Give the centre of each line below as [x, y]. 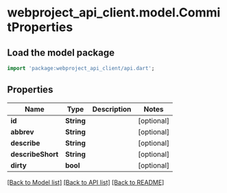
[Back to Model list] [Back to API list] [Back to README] [86, 182]
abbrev [22, 132]
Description [112, 109]
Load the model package [61, 53]
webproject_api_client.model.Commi [114, 13]
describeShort [35, 154]
